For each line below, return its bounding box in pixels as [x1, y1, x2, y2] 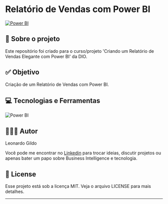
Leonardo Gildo [5, 140, 37, 146]
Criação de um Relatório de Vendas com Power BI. [5, 81, 109, 87]
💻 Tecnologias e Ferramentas [5, 96, 100, 105]
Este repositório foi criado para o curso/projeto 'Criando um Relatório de [5, 48, 154, 54]
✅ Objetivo [5, 68, 39, 76]
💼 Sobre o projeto [5, 35, 60, 43]
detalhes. [5, 188, 24, 194]
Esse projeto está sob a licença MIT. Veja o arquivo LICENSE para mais [5, 183, 151, 189]
